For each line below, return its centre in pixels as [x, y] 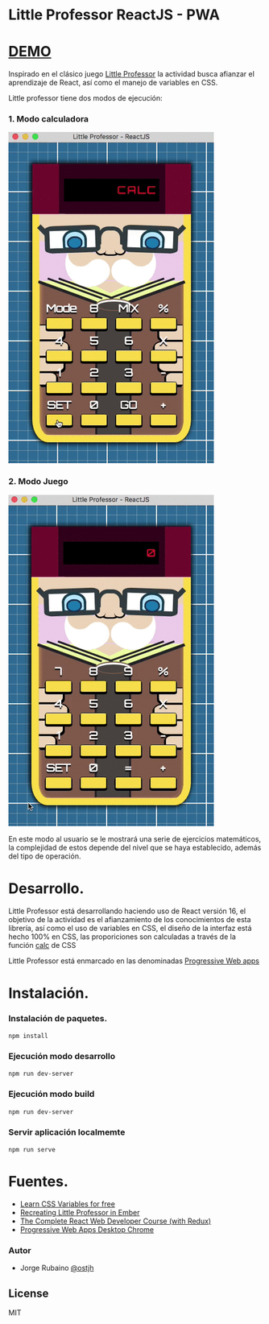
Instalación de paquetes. [58, 1018]
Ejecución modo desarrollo [62, 1057]
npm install [28, 1036]
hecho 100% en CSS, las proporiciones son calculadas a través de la [122, 937]
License [29, 1293]
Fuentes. [38, 1182]
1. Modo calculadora [49, 119]
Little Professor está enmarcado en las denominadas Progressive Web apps [134, 961]
